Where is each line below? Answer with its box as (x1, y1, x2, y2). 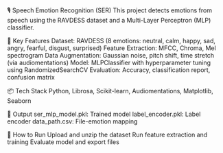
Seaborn (7, 97, 32, 105)
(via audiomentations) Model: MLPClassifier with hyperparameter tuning (7, 58, 211, 67)
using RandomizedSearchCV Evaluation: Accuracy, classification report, (7, 66, 211, 74)
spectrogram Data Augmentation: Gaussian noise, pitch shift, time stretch (7, 51, 215, 59)
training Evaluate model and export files (7, 138, 120, 146)
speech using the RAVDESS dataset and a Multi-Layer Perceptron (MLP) (7, 16, 211, 24)
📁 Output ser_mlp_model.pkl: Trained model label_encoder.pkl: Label (7, 110, 201, 118)
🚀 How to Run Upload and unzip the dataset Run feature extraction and (7, 130, 208, 139)
